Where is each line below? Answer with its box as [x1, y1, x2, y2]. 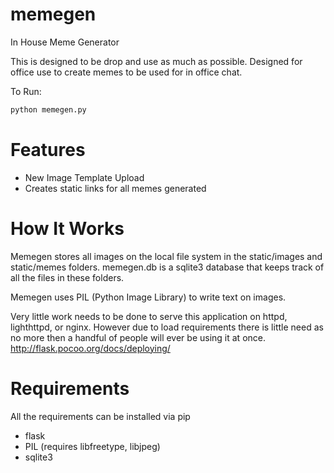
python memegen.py [10, 104, 87, 115]
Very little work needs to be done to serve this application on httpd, [10, 310, 288, 322]
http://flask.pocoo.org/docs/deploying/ [10, 342, 171, 354]
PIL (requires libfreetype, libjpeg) [24, 440, 161, 452]
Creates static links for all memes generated [24, 182, 207, 194]
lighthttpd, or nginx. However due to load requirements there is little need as [10, 321, 324, 333]
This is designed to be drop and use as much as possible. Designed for [10, 55, 303, 67]
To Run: [10, 85, 42, 97]
